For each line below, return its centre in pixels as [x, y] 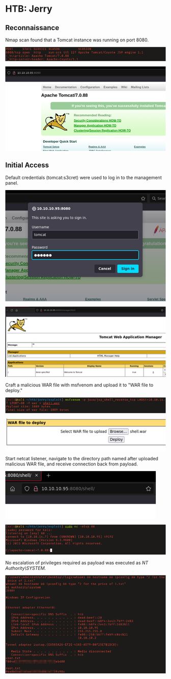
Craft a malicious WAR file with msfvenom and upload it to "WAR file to [79, 385]
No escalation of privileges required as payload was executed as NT [77, 563]
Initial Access [27, 165]
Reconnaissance [32, 28]
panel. [12, 183]
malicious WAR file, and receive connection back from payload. [72, 464]
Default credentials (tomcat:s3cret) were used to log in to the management [83, 177]
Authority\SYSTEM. [26, 568]
